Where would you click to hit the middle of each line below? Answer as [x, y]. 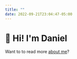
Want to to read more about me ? [37, 52]
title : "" [15, 10]
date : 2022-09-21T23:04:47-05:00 [39, 14]
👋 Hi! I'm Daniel [36, 38]
